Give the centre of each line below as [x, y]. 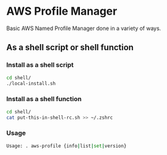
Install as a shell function [44, 99]
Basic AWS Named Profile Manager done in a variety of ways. [84, 28]
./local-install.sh [31, 83]
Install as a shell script [40, 65]
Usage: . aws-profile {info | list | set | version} [66, 146]
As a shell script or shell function [70, 47]
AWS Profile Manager [62, 11]
